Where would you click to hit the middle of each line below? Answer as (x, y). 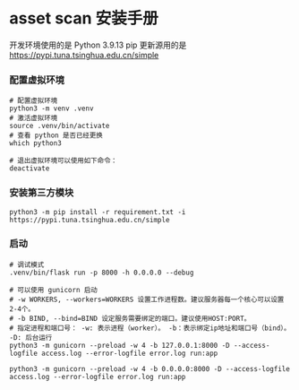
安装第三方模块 (42, 193)
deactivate (30, 169)
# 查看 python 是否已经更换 (56, 135)
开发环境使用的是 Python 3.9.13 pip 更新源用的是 (98, 45)
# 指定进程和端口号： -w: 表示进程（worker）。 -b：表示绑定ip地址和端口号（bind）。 (150, 328)
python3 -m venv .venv (51, 108)
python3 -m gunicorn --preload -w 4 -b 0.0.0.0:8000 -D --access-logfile (150, 368)
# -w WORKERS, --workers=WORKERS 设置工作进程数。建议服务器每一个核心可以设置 (147, 299)
